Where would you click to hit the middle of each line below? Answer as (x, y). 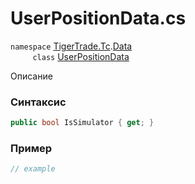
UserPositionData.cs (98, 18)
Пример (31, 149)
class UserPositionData (81, 56)
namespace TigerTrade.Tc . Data (71, 46)
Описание (31, 76)
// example (33, 169)
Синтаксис (38, 102)
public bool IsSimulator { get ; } (82, 123)
